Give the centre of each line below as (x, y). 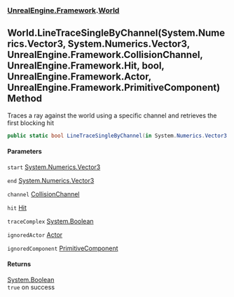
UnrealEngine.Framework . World (63, 10)
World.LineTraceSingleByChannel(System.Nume (116, 33)
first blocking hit (31, 123)
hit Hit (17, 208)
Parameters (25, 152)
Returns (19, 264)
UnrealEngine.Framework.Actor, (80, 77)
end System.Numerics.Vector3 (51, 180)
